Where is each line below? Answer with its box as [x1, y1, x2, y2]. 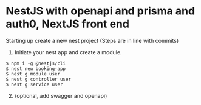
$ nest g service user [5, 81, 63, 87]
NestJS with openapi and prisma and [5, 4, 196, 18]
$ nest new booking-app [5, 65, 66, 72]
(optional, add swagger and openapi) [14, 92, 107, 99]
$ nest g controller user [5, 76, 71, 82]
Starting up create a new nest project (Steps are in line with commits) [5, 37, 179, 44]
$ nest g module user [5, 71, 61, 77]
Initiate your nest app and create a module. [14, 48, 122, 56]
